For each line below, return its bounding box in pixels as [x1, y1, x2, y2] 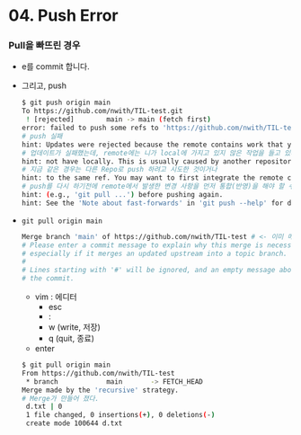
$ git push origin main [21, 98, 111, 108]
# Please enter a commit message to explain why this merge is [21, 240, 264, 250]
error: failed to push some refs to [21, 123, 159, 133]
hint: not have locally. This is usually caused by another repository [21, 156, 296, 166]
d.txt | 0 [25, 402, 63, 412]
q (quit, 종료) [48, 333, 95, 344]
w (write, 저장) [48, 322, 101, 333]
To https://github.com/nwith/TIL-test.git [21, 107, 183, 116]
